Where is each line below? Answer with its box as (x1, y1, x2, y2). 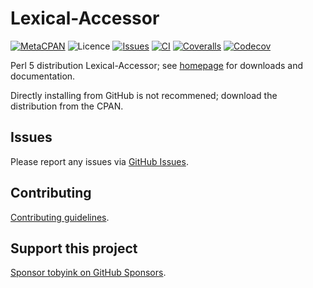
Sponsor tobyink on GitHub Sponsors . (10, 267, 167, 279)
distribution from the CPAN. (10, 100, 124, 112)
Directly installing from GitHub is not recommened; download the (10, 89, 278, 101)
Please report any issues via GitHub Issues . (10, 155, 189, 167)
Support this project (10, 240, 138, 257)
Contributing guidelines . (10, 211, 110, 223)
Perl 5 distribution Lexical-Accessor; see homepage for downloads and (10, 59, 304, 71)
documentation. (10, 70, 76, 82)
